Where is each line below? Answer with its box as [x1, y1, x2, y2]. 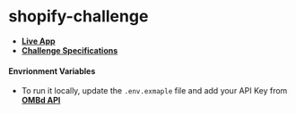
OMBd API [21, 95, 61, 106]
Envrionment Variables [8, 65, 96, 77]
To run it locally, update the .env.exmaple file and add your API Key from [21, 85, 288, 96]
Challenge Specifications [21, 45, 118, 55]
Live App [21, 36, 56, 46]
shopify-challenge [8, 6, 149, 27]
